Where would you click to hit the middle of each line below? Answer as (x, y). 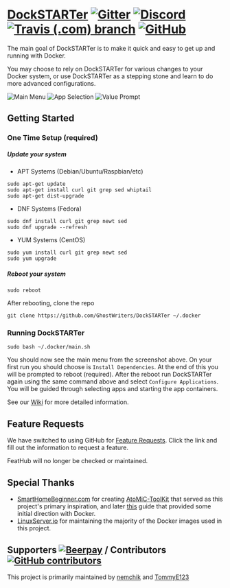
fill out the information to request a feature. (68, 448)
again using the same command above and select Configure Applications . (113, 381)
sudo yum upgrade (32, 259)
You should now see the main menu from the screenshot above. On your (110, 360)
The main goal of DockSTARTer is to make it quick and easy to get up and (111, 48)
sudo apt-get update (37, 184)
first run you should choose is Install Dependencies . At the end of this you (113, 367)
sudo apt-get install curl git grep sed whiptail (80, 190)
